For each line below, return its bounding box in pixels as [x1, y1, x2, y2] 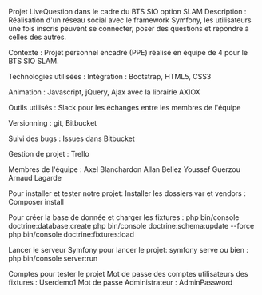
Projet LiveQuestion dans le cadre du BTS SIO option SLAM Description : [8, 7, 247, 16]
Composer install [8, 197, 64, 206]
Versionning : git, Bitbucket [8, 118, 97, 127]
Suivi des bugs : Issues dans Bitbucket [8, 134, 136, 143]
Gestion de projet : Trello [8, 149, 89, 158]
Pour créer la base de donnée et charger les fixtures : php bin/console [8, 213, 240, 222]
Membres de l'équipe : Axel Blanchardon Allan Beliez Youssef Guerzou [8, 165, 241, 174]
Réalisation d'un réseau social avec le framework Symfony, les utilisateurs [8, 15, 252, 25]
